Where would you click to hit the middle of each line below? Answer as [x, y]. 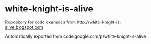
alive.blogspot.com [24, 27]
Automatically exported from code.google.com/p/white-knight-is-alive [75, 36]
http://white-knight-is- [99, 22]
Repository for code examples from [41, 22]
